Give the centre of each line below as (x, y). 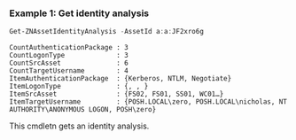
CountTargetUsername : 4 (69, 71)
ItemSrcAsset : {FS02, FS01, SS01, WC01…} (117, 94)
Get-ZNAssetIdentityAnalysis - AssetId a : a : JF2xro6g (106, 32)
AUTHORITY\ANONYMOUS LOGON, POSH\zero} (83, 110)
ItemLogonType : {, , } (79, 87)
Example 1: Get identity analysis (79, 13)
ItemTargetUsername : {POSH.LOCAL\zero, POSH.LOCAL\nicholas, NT (148, 102)
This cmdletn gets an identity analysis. (79, 126)
